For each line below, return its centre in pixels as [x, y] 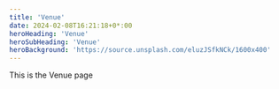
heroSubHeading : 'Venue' [55, 42]
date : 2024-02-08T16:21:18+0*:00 [71, 26]
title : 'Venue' [37, 17]
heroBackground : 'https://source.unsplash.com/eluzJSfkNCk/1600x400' [140, 50]
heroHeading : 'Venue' [49, 33]
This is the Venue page [51, 75]
